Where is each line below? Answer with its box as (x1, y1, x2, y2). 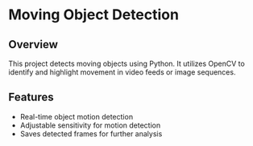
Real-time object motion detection (19, 112, 134, 121)
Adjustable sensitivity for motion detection (19, 120, 161, 130)
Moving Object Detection (8, 6, 180, 24)
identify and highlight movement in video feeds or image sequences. (8, 67, 236, 77)
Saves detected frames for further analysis (19, 128, 163, 138)
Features (8, 91, 54, 104)
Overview (8, 38, 59, 51)
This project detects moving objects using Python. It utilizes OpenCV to (8, 59, 246, 68)
